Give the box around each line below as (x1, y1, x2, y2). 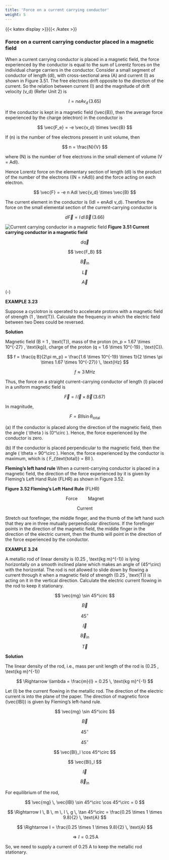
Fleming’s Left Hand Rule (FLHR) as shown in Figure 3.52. (5, 476, 125, 482)
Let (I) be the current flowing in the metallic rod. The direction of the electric (5, 688, 163, 694)
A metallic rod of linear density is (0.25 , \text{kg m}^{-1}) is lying (5, 556, 140, 562)
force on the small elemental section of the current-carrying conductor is (5, 204, 157, 210)
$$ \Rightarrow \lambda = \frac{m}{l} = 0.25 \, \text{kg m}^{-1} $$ (16, 678, 154, 684)
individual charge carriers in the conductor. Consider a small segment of (5, 67, 155, 73)
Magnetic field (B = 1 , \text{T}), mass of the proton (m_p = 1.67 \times (5, 339, 150, 345)
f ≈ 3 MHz (74, 369, 95, 375)
